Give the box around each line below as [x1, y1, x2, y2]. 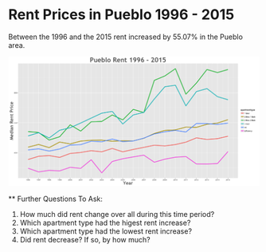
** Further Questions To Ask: [8, 194, 104, 204]
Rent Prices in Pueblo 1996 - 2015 [8, 6, 235, 24]
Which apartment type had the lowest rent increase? [19, 226, 193, 236]
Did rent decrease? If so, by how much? [19, 235, 151, 245]
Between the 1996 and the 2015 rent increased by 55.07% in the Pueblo [8, 32, 243, 41]
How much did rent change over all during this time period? [19, 210, 215, 219]
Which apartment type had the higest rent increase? [19, 218, 191, 228]
